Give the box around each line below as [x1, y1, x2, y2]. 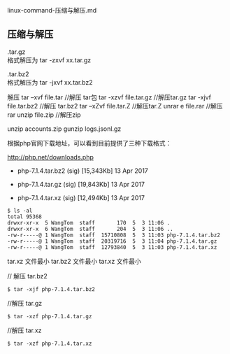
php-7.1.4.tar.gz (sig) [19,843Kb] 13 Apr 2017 [17, 180, 145, 188]
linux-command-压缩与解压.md [7, 6, 97, 14]
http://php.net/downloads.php [7, 153, 94, 161]
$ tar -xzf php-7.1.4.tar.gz [7, 313, 92, 320]
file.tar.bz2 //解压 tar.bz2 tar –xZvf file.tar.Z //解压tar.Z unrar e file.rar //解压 [7, 101, 223, 110]
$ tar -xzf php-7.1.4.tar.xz [7, 340, 92, 347]
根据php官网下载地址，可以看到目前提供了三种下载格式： [7, 139, 172, 147]
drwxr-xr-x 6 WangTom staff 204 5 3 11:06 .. [7, 225, 173, 232]
